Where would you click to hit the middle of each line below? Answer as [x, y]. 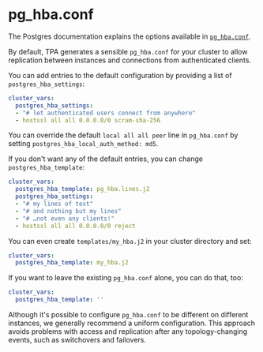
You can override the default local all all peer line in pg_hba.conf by [123, 135]
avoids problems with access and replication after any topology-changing [128, 331]
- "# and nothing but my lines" [69, 211]
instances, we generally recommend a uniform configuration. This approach [131, 323]
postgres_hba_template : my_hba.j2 [72, 263]
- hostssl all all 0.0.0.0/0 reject [75, 226]
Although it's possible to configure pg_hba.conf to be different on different [128, 315]
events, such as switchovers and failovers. [77, 340]
